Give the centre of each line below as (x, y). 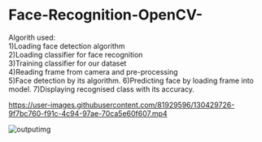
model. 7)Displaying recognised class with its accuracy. (102, 89)
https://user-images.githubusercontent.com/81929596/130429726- (122, 105)
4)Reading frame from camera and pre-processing (93, 71)
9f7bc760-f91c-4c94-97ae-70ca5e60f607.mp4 (88, 113)
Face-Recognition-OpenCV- (106, 15)
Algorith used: (32, 37)
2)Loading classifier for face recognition (76, 54)
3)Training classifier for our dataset (68, 63)
